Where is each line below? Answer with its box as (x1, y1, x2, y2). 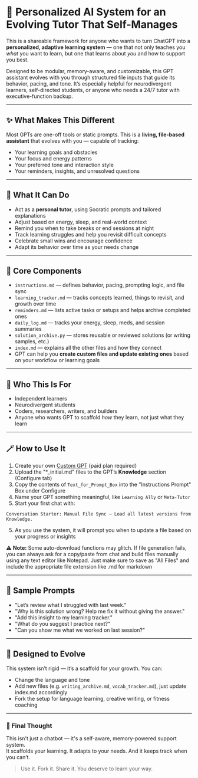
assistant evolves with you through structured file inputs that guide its (6, 74, 176, 81)
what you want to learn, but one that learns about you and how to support (6, 50, 186, 57)
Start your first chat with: (14, 500, 75, 507)
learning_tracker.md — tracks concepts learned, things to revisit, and (14, 294, 184, 301)
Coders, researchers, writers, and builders (14, 408, 118, 415)
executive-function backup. (6, 93, 74, 100)
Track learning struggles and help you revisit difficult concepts (14, 231, 167, 238)
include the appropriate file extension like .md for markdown (6, 563, 153, 570)
